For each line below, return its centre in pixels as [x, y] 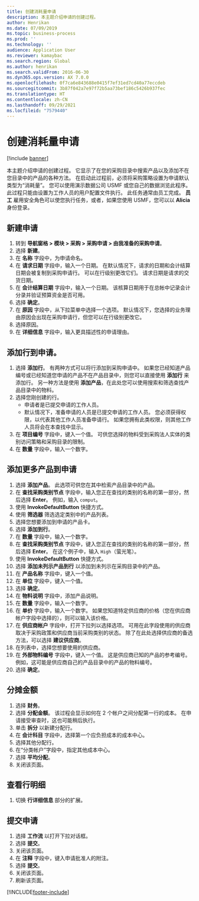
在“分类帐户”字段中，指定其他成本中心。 [64, 750]
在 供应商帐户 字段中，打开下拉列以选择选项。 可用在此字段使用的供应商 [103, 625]
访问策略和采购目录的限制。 [54, 442]
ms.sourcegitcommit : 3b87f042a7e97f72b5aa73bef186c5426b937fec [86, 89]
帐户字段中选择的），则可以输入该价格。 [63, 618]
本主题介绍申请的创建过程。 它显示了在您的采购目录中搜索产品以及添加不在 [98, 171]
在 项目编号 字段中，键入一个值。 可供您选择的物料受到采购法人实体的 [100, 434]
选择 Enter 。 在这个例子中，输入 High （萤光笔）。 [80, 551]
